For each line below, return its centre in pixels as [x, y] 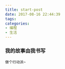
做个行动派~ [16, 62]
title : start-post [24, 10]
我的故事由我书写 [25, 51]
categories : [17, 23]
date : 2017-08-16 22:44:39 [33, 14]
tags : [11, 19]
